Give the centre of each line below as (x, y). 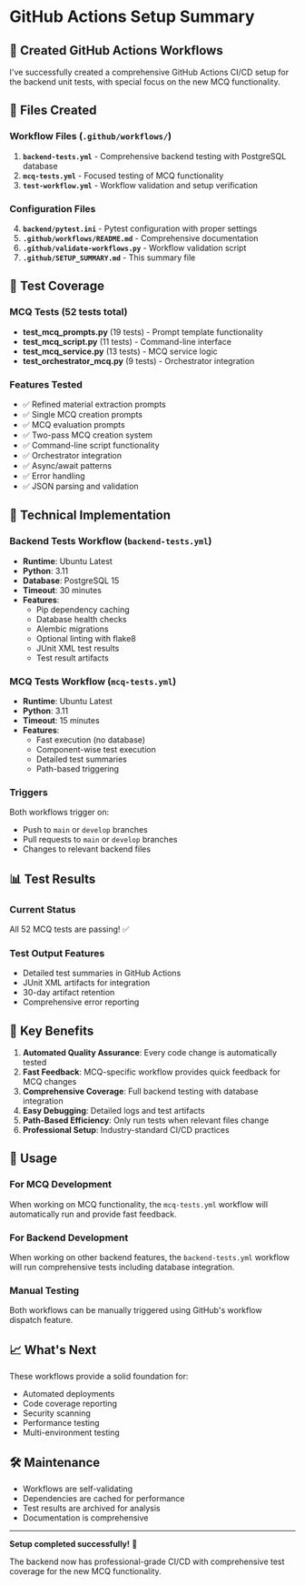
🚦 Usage (33, 1159)
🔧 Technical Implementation (90, 515)
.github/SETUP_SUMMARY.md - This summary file (109, 258)
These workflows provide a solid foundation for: (99, 1377)
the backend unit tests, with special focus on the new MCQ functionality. (145, 82)
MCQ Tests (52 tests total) (69, 312)
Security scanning (56, 1413)
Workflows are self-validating (78, 1489)
